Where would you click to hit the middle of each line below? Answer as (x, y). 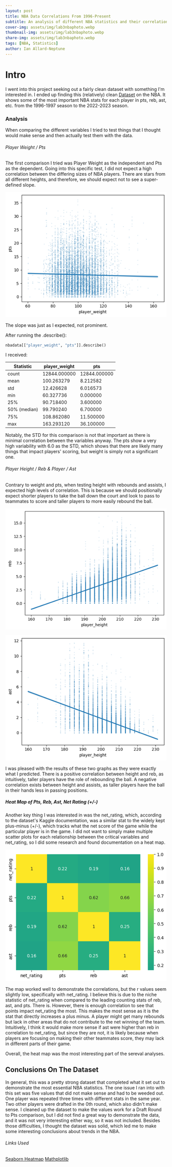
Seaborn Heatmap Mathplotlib (37, 1159)
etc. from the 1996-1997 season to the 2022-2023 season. (67, 105)
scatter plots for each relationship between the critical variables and (77, 837)
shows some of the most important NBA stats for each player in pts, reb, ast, (86, 100)
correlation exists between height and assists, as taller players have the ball (85, 785)
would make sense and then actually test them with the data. (69, 135)
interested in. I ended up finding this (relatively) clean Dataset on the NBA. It (85, 95)
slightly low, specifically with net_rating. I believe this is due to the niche (81, 994)
